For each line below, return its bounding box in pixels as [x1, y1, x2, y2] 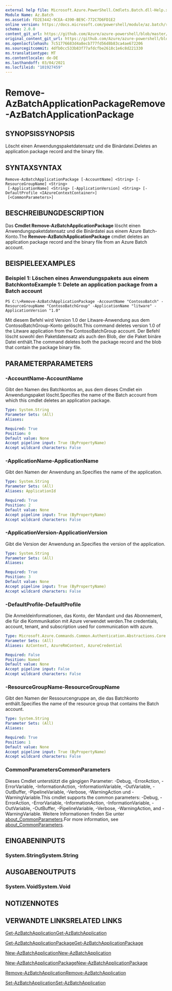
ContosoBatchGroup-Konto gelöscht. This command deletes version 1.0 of [5, 322, 161, 329]
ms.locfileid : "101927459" [5, 65, 63, 70]
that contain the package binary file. [5, 344, 82, 351]
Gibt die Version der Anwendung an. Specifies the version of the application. [5, 541, 165, 547]
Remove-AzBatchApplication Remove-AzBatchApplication [5, 970, 126, 976]
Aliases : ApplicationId [5, 489, 56, 494]
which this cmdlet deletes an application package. [5, 397, 111, 403]
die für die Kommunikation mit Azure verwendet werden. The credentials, [5, 618, 158, 625]
